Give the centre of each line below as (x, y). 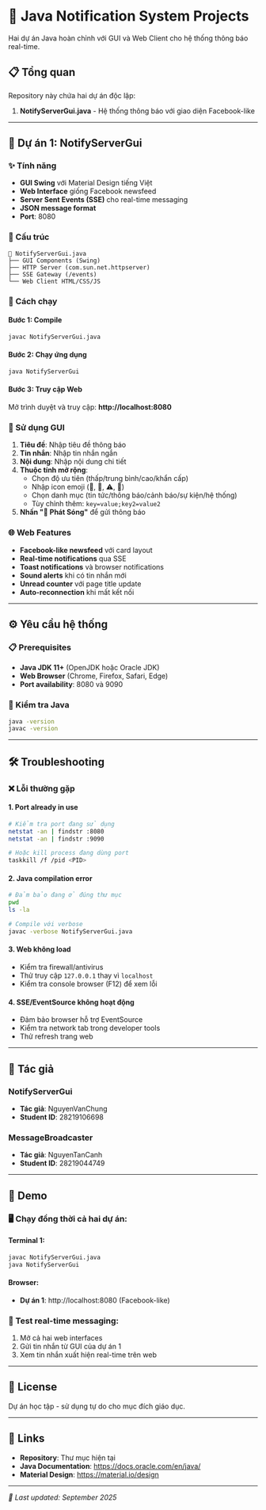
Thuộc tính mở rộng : (54, 470)
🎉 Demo (28, 1195)
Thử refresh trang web (56, 1036)
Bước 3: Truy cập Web (46, 389)
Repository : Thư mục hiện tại (68, 1458)
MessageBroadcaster (51, 1138)
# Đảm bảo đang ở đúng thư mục (65, 895)
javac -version (33, 729)
